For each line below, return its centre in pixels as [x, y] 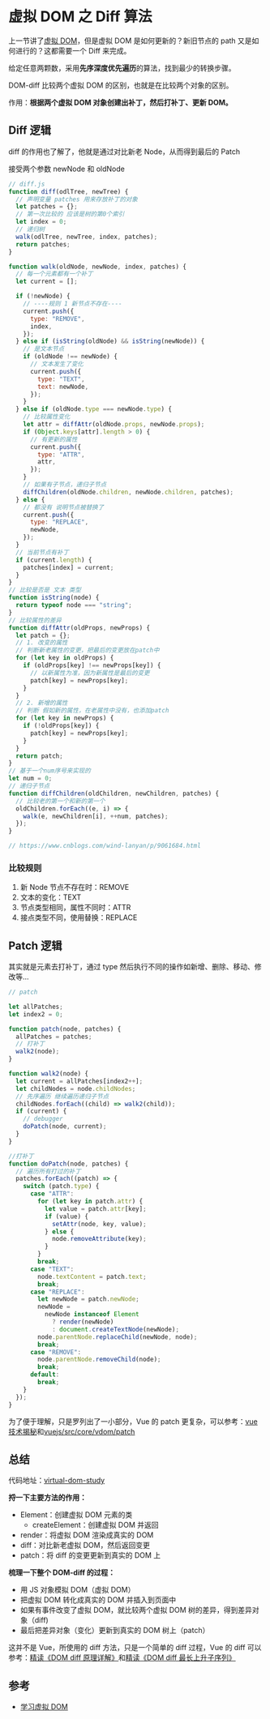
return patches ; [43, 244]
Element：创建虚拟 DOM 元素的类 [76, 1515]
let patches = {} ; [47, 207]
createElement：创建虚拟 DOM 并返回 [95, 1525]
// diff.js [27, 184]
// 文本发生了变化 [56, 364]
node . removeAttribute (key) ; [99, 1239]
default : [45, 1375]
